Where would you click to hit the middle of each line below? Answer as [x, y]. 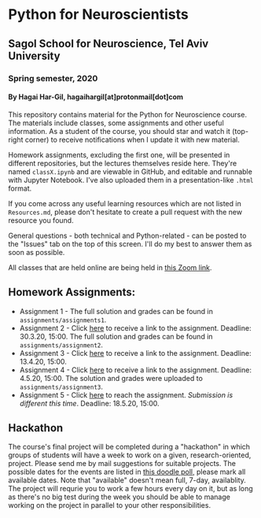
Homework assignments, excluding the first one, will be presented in [119, 154]
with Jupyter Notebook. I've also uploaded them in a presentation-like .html [131, 179]
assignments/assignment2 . [61, 345]
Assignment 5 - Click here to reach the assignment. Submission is [126, 394]
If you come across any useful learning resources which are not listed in [125, 203]
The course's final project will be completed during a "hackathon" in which [129, 447]
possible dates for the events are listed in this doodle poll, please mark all [127, 472]
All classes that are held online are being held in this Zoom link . [110, 267]
